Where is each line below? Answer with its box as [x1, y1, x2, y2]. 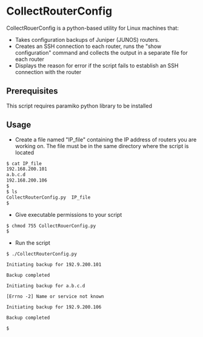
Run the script [15, 239, 50, 247]
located [15, 149, 35, 156]
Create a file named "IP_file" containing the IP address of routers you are [15, 135, 197, 143]
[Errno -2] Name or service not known [6, 293, 104, 300]
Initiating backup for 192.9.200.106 [6, 304, 102, 310]
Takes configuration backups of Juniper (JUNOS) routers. [15, 36, 159, 43]
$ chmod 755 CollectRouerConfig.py [6, 223, 96, 229]
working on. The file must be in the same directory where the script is [15, 142, 189, 149]
